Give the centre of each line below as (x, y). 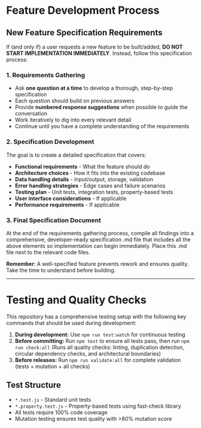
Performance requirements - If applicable (67, 205)
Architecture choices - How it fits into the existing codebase (90, 173)
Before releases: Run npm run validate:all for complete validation (98, 360)
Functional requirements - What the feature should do (82, 166)
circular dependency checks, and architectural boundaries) (88, 353)
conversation (31, 114)
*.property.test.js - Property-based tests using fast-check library (98, 406)
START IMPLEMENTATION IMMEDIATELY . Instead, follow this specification (99, 53)
